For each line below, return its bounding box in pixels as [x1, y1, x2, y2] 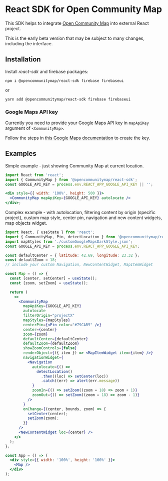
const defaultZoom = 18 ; [5, 257, 57, 262]
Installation [5, 55, 41, 64]
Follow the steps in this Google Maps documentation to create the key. [5, 135, 150, 141]
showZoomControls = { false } [23, 346, 77, 351]
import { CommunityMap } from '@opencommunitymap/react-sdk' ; [5, 177, 137, 182]
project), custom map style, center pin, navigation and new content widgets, [5, 215, 162, 221]
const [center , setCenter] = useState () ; [9, 276, 97, 281]
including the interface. [5, 40, 53, 46]
